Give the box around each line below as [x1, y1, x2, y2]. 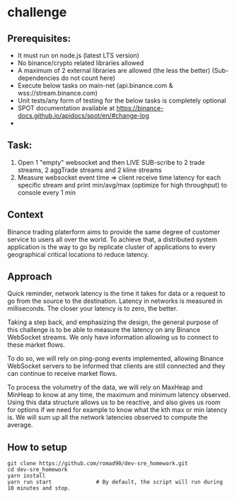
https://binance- [116, 104, 164, 112]
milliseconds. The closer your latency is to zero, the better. [7, 304, 178, 313]
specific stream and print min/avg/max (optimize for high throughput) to [17, 180, 228, 189]
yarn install [7, 472, 46, 480]
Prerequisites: [7, 33, 71, 45]
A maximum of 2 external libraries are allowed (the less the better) [17, 67, 211, 74]
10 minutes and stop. [7, 485, 71, 492]
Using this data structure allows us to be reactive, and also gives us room [7, 398, 221, 407]
